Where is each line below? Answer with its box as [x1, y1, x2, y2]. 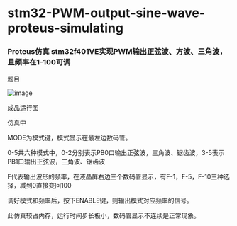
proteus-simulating [7, 20, 124, 36]
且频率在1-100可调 [7, 57, 71, 67]
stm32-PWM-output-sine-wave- [7, 5, 206, 21]
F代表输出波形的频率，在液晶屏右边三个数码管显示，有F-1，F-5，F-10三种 [7, 172, 224, 181]
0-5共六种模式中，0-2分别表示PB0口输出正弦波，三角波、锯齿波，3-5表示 [7, 149, 225, 157]
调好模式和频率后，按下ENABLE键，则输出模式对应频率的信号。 [7, 196, 194, 205]
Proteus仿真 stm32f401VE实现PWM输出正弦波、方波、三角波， [7, 47, 227, 57]
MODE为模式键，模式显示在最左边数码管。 [7, 133, 132, 142]
